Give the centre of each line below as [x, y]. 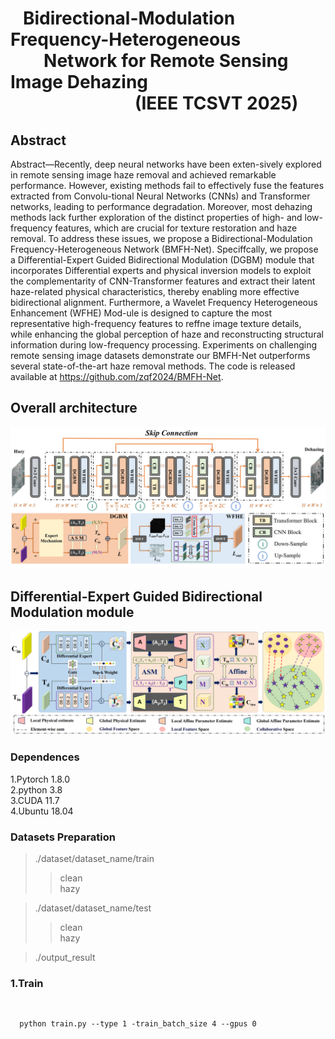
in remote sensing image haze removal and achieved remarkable [143, 175]
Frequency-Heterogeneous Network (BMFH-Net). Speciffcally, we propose [164, 249]
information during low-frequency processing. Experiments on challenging [164, 345]
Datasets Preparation [63, 837]
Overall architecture [74, 408]
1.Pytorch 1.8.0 [40, 779]
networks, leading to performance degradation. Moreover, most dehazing [161, 206]
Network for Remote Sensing [166, 61]
